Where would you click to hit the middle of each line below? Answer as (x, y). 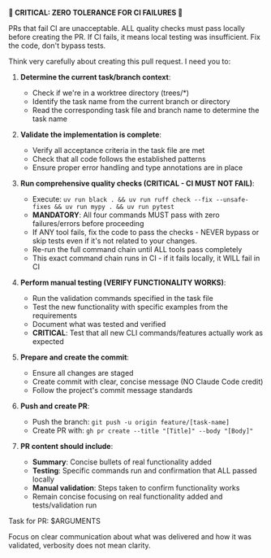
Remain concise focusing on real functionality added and (127, 497)
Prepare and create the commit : (75, 357)
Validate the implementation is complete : (91, 135)
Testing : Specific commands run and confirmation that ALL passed (144, 471)
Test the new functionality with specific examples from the (130, 307)
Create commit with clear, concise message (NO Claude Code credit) (148, 381)
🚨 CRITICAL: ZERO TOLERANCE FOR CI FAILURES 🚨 (96, 13)
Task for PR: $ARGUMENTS (55, 521)
